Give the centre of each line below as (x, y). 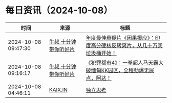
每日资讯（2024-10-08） (59, 10)
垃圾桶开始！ (101, 53)
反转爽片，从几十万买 (137, 45)
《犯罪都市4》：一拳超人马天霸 (122, 63)
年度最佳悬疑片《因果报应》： (120, 38)
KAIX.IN (58, 90)
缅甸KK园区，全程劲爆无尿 (123, 70)
